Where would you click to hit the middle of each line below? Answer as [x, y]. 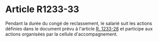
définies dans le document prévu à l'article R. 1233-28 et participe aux [79, 28]
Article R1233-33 [42, 9]
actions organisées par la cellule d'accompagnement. [62, 34]
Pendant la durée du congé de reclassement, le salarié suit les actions [79, 23]
